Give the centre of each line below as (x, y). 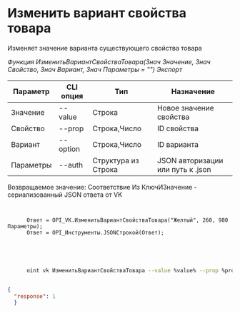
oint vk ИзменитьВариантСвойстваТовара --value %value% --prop (122, 270)
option (69, 149)
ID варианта (177, 144)
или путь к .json (184, 169)
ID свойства (177, 128)
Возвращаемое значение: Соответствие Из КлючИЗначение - (102, 187)
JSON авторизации (190, 160)
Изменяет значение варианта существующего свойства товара (105, 48)
